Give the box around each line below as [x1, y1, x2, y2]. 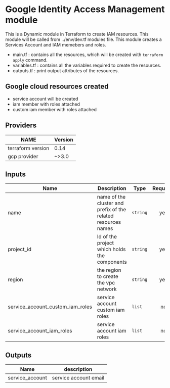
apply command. [12, 57, 48, 63]
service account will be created [12, 95, 78, 102]
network [97, 285, 117, 293]
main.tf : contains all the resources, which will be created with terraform [12, 52, 163, 58]
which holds [97, 246, 126, 253]
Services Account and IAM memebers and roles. [5, 41, 106, 47]
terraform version [8, 144, 50, 152]
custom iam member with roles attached [12, 106, 97, 112]
